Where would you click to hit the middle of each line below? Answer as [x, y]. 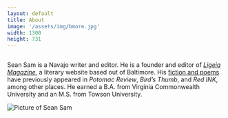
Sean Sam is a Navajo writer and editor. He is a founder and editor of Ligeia [114, 65]
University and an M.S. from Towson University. [75, 95]
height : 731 [24, 39]
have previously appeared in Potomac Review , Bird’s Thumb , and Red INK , [113, 79]
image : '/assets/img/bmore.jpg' [53, 26]
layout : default [30, 13]
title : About [26, 20]
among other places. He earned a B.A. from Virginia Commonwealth [103, 87]
